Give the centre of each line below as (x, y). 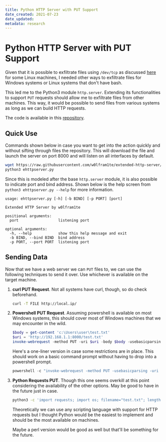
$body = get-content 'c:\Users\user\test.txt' (61, 332)
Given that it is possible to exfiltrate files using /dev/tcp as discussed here (81, 72)
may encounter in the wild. (39, 324)
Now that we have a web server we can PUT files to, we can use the (73, 269)
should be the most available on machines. (56, 420)
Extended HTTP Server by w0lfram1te (43, 207)
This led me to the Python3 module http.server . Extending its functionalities (83, 93)
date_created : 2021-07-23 (32, 14)
